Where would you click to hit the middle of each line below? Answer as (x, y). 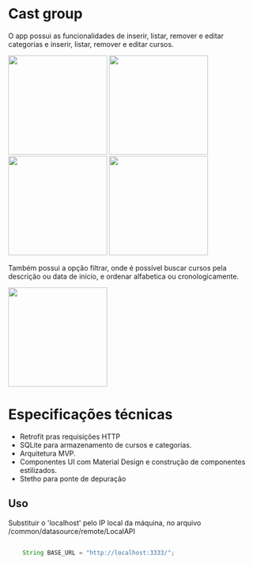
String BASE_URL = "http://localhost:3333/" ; (99, 552)
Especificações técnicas (91, 415)
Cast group (45, 14)
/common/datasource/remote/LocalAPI (72, 531)
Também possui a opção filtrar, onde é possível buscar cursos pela (117, 267)
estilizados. (38, 470)
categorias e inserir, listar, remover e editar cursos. (91, 44)
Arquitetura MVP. (48, 453)
